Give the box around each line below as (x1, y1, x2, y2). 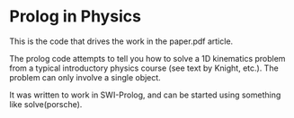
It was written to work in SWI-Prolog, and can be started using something (9, 89, 281, 100)
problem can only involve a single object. (9, 72, 162, 82)
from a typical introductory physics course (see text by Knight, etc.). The (9, 63, 279, 73)
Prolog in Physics (9, 6, 142, 27)
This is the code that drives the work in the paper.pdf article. (9, 36, 234, 46)
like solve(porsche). (9, 98, 83, 109)
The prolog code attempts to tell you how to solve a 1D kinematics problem (9, 53, 286, 63)
